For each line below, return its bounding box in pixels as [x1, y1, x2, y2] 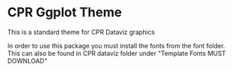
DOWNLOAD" [7, 56, 48, 65]
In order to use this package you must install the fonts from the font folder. [7, 41, 226, 50]
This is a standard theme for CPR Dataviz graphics [7, 28, 155, 36]
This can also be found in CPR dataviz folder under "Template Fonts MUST [7, 49, 226, 58]
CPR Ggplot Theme [7, 4, 122, 21]
